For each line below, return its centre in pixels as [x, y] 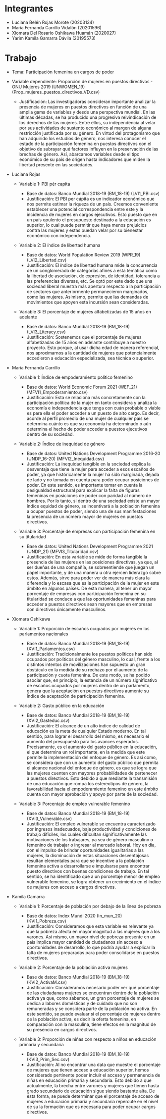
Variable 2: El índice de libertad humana [60, 245]
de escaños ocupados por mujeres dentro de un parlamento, [88, 685]
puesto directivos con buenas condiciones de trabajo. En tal [88, 871]
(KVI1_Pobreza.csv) [46, 921]
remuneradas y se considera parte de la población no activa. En [92, 1009]
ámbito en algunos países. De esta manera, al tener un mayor [89, 588]
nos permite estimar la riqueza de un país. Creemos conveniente [92, 204]
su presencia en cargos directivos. [62, 1029]
